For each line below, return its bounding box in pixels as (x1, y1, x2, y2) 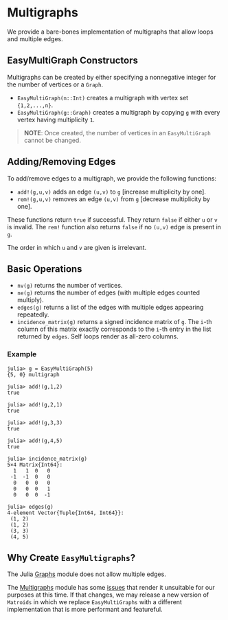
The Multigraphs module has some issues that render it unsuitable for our (7, 584, 215, 592)
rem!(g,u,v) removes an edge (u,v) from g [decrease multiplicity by (16, 194, 211, 203)
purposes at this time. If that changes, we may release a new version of (7, 590, 209, 599)
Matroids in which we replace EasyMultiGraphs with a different (7, 598, 182, 606)
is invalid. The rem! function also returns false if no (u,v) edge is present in (7, 222, 222, 231)
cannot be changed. (23, 136, 81, 144)
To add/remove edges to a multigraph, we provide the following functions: (7, 174, 217, 183)
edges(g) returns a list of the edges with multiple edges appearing (16, 303, 204, 312)
